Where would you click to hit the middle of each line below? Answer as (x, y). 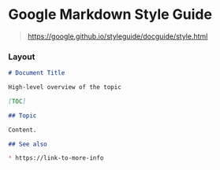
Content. (22, 130)
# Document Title (37, 73)
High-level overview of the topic (65, 87)
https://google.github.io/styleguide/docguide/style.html (117, 36)
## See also (28, 144)
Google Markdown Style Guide (110, 15)
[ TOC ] (17, 101)
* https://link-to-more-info (56, 158)
